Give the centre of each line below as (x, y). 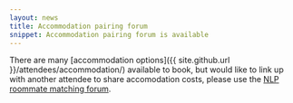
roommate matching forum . (60, 89)
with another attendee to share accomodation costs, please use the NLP (144, 80)
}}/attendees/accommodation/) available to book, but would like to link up (146, 70)
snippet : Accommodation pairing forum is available (109, 34)
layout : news (34, 18)
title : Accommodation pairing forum (78, 26)
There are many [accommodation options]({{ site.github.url (120, 61)
